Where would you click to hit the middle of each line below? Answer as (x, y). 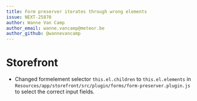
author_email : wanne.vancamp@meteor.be (55, 28)
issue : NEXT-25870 (29, 17)
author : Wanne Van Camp (36, 22)
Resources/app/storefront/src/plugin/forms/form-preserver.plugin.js (103, 86)
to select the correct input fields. (55, 92)
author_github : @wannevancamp (44, 34)
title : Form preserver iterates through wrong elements (77, 12)
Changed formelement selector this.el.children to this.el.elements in (103, 79)
